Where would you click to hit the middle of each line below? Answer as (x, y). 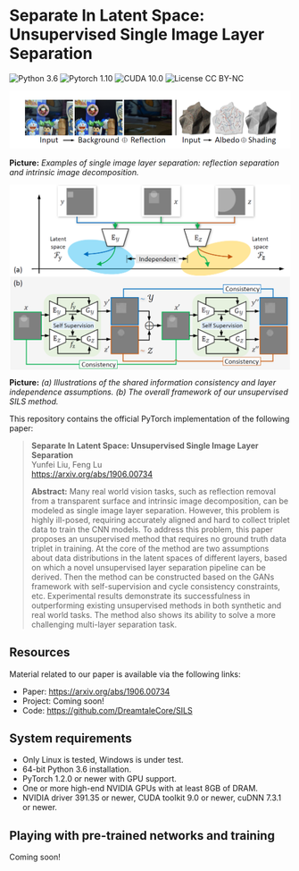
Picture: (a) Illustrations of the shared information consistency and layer (143, 382)
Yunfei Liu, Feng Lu (66, 464)
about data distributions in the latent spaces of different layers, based (159, 558)
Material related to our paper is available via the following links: (125, 674)
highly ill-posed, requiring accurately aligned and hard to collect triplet (160, 520)
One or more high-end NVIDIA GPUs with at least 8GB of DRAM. (140, 789)
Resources (40, 652)
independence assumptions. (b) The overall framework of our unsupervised (149, 392)
